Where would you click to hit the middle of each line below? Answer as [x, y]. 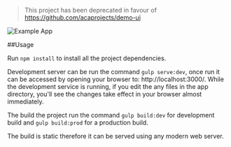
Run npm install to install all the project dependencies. [87, 58]
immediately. [26, 101]
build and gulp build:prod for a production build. [78, 122]
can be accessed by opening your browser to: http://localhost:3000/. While [115, 79]
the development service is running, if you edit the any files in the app [108, 86]
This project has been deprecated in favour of [91, 10]
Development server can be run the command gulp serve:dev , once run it [114, 72]
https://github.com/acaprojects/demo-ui [83, 17]
